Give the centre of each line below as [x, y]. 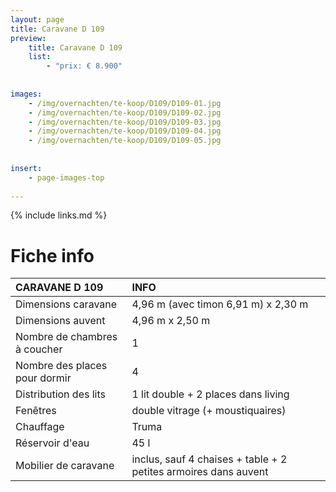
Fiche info [52, 255]
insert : [26, 168]
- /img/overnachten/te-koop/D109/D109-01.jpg [125, 103]
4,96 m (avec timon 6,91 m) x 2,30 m [220, 304]
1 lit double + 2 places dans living [210, 394]
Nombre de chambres [66, 337]
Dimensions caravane [66, 304]
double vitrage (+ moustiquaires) [209, 411]
